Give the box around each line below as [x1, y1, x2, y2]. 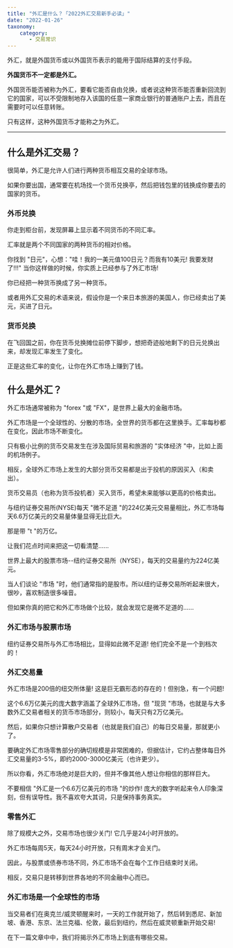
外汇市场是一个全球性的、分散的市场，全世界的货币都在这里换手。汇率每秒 [7, 418, 220, 427]
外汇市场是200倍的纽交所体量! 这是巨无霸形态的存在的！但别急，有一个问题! [7, 684, 225, 692]
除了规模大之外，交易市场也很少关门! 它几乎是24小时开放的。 [7, 829, 182, 838]
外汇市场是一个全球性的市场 [7, 892, 100, 902]
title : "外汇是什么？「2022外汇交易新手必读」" [7, 10, 130, 17]
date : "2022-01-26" [7, 17, 64, 24]
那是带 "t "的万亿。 [7, 527, 61, 535]
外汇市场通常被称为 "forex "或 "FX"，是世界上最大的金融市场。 [7, 404, 186, 412]
